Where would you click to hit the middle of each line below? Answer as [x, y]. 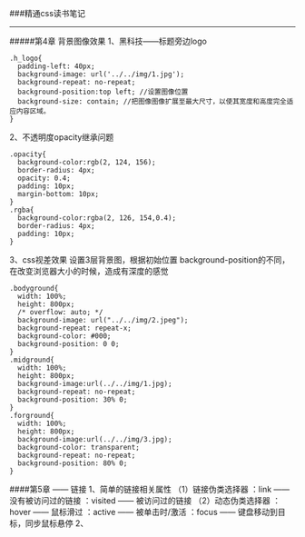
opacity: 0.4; [44, 178]
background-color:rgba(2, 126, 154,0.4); [97, 218]
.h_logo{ [26, 58]
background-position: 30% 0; [73, 400]
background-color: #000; [64, 336]
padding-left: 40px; [56, 66]
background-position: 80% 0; [73, 463]
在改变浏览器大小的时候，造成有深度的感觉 [89, 271]
